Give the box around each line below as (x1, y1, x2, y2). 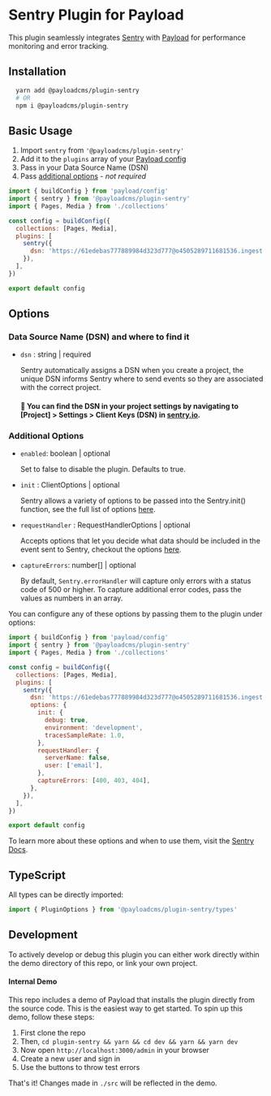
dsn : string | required (19, 349, 92, 359)
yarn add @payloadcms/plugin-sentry (15, 86, 140, 94)
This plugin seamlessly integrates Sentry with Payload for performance (8, 32, 246, 42)
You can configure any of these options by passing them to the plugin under (8, 609, 263, 619)
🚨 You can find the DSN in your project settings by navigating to (19, 401, 239, 411)
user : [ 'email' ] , (44, 761, 104, 769)
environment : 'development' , (44, 723, 144, 732)
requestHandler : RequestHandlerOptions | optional (19, 520, 191, 530)
